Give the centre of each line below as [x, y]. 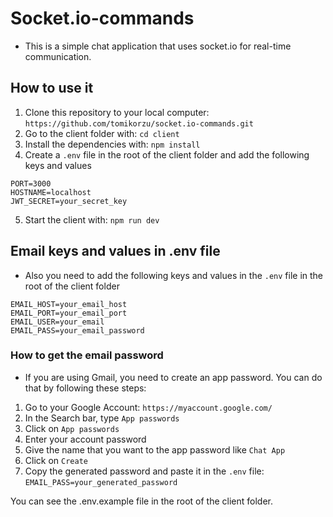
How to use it [52, 88]
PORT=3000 [31, 183]
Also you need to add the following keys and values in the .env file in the [174, 275]
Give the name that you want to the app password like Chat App [155, 449]
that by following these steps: [85, 388]
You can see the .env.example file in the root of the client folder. [141, 501]
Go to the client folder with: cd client [102, 133]
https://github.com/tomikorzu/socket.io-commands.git [139, 123]
